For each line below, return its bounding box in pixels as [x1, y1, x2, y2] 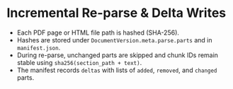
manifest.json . [16, 43, 61, 52]
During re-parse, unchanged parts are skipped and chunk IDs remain [16, 51, 219, 59]
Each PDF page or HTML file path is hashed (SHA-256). [16, 28, 180, 37]
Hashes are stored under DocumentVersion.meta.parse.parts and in [16, 35, 212, 44]
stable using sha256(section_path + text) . [16, 58, 142, 66]
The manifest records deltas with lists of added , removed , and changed [16, 66, 217, 74]
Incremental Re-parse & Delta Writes [6, 5, 227, 21]
